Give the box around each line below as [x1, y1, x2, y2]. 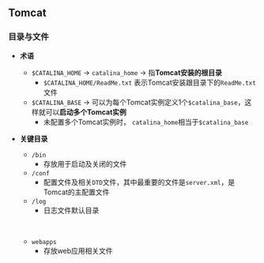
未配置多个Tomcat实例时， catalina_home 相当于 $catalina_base [43, 117, 249, 126]
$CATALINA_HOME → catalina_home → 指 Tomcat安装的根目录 [31, 67, 223, 77]
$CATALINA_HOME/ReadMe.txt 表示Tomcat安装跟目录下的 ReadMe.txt [43, 77, 257, 87]
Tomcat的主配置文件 [43, 187, 110, 197]
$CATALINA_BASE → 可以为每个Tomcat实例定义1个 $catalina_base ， [31, 97, 245, 107]
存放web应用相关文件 [43, 246, 113, 255]
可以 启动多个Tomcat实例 [45, 107, 126, 117]
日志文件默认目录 [43, 205, 100, 215]
